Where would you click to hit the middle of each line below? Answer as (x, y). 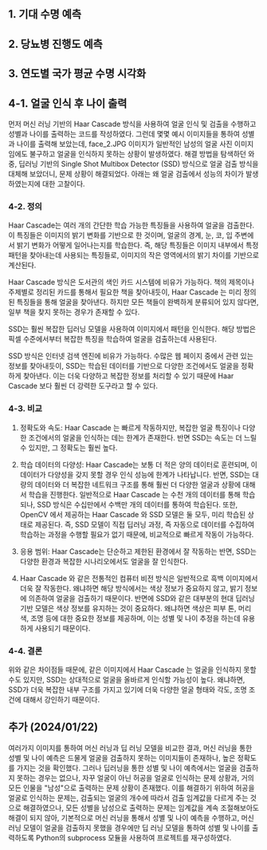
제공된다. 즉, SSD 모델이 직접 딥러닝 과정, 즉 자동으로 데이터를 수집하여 (145, 524)
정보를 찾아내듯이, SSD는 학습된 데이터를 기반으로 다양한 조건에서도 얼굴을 (124, 366)
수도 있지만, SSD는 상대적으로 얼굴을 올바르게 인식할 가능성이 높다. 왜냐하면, (127, 679)
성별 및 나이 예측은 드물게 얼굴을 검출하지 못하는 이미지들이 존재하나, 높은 (122, 757)
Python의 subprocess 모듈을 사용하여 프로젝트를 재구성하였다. (133, 837)
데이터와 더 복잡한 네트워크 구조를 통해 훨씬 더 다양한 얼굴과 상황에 (138, 484)
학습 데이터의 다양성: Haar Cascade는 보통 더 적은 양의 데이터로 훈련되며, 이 (138, 465)
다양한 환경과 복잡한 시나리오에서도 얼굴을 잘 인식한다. (104, 561)
